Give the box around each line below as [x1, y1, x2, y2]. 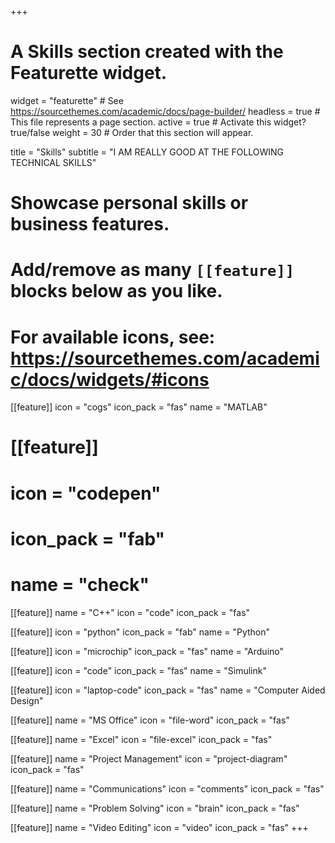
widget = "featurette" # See [10, 94, 124, 106]
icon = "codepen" [10, 482, 162, 505]
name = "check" [10, 574, 150, 596]
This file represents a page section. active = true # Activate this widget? [10, 116, 307, 128]
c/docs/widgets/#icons [10, 368, 210, 391]
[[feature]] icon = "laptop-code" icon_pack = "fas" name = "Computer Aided [10, 684, 326, 696]
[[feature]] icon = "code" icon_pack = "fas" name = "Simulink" [10, 664, 267, 676]
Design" [10, 694, 44, 706]
